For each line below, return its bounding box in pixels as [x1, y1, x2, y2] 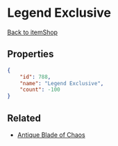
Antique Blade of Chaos [17, 131, 85, 139]
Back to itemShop [7, 28, 58, 36]
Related [7, 112, 42, 124]
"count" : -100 [19, 86, 60, 94]
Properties [7, 48, 54, 60]
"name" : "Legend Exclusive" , [19, 80, 104, 87]
